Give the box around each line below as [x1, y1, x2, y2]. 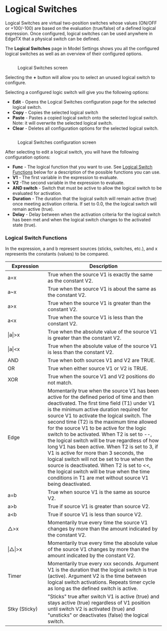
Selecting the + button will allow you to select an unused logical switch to [5, 74, 156, 80]
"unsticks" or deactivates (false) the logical [47, 612, 149, 619]
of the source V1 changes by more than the [47, 546, 149, 553]
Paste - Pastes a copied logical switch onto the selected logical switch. [12, 114, 158, 120]
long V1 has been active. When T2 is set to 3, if [47, 444, 158, 451]
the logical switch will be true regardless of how [47, 437, 159, 444]
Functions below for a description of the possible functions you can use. [12, 169, 161, 175]
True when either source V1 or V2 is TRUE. [47, 365, 148, 372]
